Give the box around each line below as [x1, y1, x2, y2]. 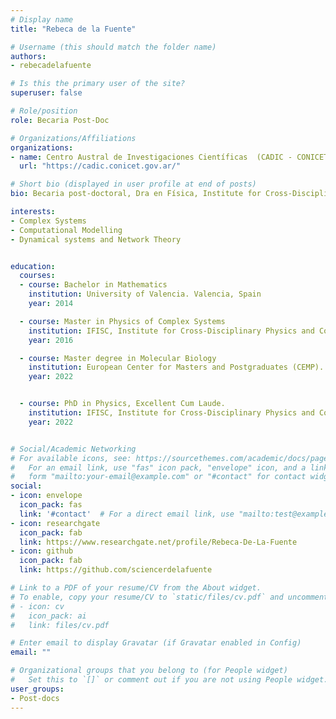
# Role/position [10, 106, 78, 116]
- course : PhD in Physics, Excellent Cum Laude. [19, 399, 226, 409]
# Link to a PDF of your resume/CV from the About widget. [10, 583, 262, 593]
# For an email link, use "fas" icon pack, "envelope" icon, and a [10, 462, 307, 473]
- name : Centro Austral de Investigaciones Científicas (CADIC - [10, 152, 293, 162]
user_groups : [10, 684, 65, 694]
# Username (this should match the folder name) [10, 42, 217, 52]
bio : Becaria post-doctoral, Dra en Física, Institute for [10, 189, 262, 199]
